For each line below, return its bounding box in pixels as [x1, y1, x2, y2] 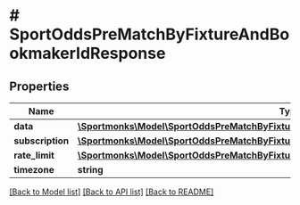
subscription [13, 135, 70, 147]
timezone [13, 164, 55, 176]
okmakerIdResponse [9, 44, 166, 63]
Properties [9, 78, 70, 94]
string [77, 164, 104, 176]
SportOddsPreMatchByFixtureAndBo [9, 24, 290, 45]
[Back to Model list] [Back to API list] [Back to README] [9, 186, 214, 197]
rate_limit [13, 149, 55, 161]
